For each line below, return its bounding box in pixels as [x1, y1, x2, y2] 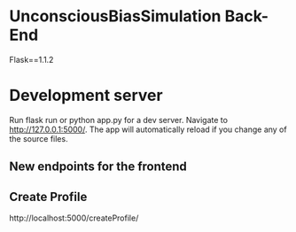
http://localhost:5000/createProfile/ [9, 213, 139, 223]
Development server [9, 86, 163, 105]
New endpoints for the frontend [9, 159, 188, 174]
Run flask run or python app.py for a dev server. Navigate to [9, 114, 229, 125]
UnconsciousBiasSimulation [9, 6, 222, 27]
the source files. [9, 133, 68, 143]
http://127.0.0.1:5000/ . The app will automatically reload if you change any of [9, 124, 287, 135]
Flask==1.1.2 [9, 54, 54, 65]
